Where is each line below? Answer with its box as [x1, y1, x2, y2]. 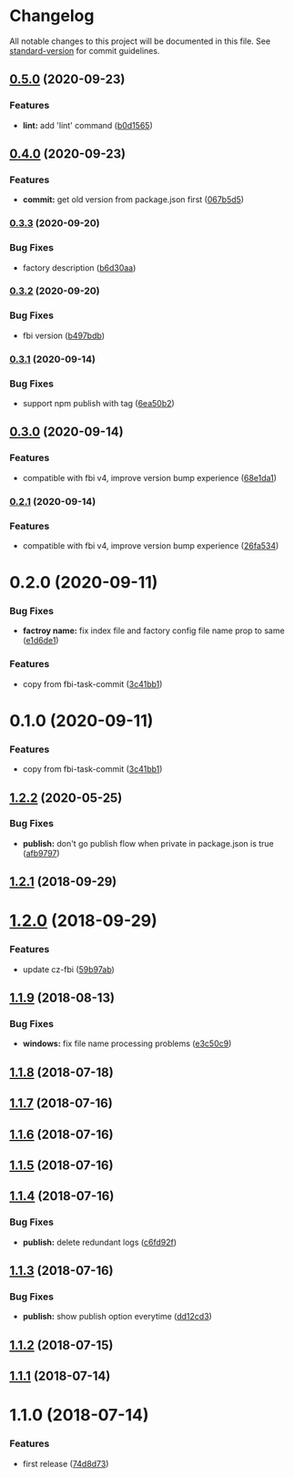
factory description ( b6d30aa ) [22, 262, 137, 273]
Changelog [9, 5, 95, 26]
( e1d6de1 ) [22, 635, 59, 646]
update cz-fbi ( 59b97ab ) [22, 963, 116, 975]
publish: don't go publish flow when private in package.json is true [22, 837, 275, 848]
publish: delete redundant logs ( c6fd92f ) [22, 1237, 177, 1247]
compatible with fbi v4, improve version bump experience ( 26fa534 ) [22, 539, 279, 551]
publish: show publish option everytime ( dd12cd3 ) [22, 1311, 212, 1322]
